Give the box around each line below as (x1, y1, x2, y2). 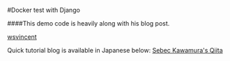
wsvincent (7, 33, 37, 41)
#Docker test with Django (7, 6, 80, 14)
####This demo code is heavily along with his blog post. (7, 19, 170, 27)
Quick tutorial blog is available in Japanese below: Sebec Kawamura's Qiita (7, 46, 223, 54)
